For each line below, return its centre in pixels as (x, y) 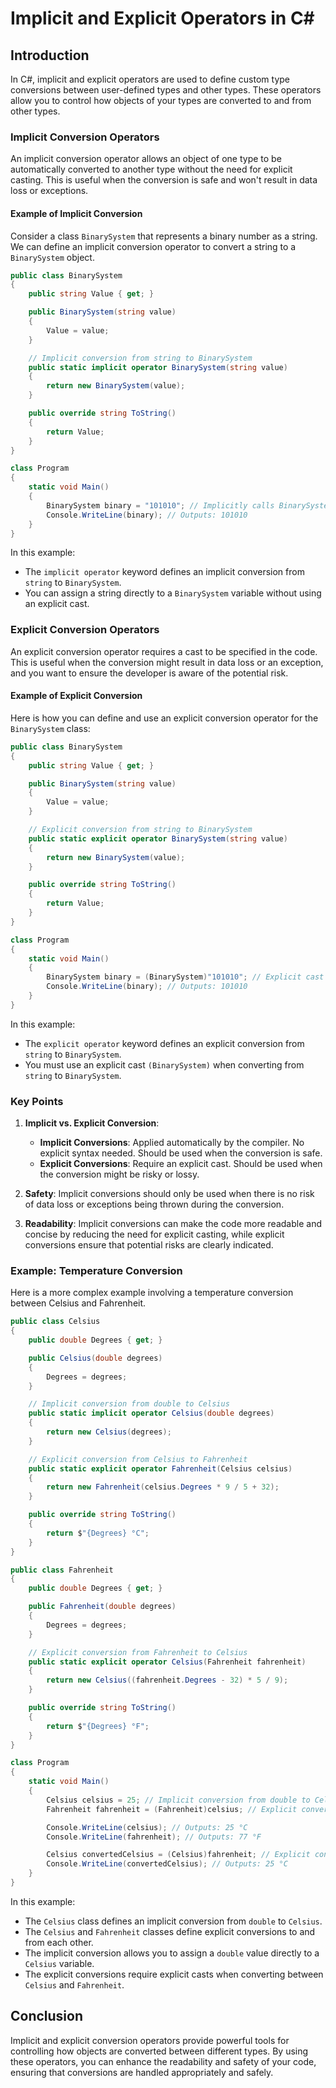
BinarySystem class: (50, 728)
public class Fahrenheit (62, 1570)
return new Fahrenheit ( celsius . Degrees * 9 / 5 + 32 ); (163, 1487)
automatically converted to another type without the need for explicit (151, 169)
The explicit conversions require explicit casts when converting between (174, 1974)
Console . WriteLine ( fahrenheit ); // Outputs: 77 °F (154, 1837)
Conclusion (47, 2016)
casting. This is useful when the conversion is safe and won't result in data (164, 180)
